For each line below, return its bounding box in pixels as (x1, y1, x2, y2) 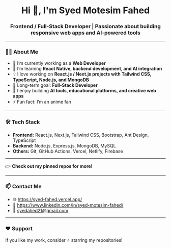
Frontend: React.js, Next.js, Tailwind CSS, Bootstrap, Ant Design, (12, 132, 149, 138)
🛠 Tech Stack (5, 118, 40, 126)
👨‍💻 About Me (5, 48, 38, 56)
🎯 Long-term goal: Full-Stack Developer (12, 82, 98, 88)
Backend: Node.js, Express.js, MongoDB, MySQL (12, 143, 116, 149)
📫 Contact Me (5, 183, 42, 190)
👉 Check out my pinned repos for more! (5, 163, 93, 169)
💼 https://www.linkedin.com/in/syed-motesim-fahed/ (12, 202, 124, 208)
